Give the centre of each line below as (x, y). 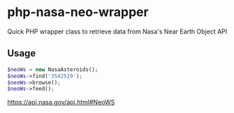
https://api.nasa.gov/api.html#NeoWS (61, 103)
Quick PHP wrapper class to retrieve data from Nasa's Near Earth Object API (117, 31)
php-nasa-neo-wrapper (78, 12)
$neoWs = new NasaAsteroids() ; (53, 69)
